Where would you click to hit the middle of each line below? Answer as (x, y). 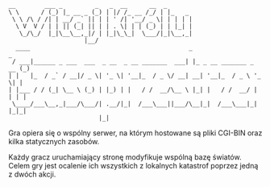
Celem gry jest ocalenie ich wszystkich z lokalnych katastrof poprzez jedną (133, 166)
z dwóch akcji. (32, 174)
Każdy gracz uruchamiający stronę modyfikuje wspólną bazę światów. (125, 157)
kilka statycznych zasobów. (54, 141)
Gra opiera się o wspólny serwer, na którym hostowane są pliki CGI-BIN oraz (135, 133)
